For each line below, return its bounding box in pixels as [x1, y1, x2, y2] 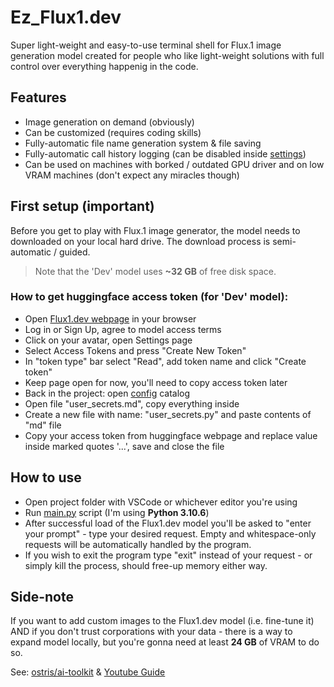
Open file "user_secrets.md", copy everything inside [24, 397, 240, 410]
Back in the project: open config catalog [24, 387, 191, 399]
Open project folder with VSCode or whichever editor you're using [24, 496, 298, 508]
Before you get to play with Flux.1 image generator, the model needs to [10, 224, 301, 236]
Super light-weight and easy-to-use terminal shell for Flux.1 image [10, 39, 282, 51]
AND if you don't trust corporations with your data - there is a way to [10, 626, 293, 638]
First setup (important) [10, 198, 155, 215]
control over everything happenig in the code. [10, 60, 199, 72]
